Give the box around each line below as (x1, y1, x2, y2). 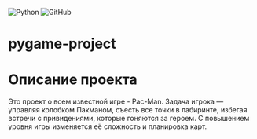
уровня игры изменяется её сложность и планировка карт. (8, 122, 207, 131)
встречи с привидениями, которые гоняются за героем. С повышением (8, 114, 250, 123)
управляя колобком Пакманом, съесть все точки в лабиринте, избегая (8, 105, 248, 115)
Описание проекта (8, 71, 138, 89)
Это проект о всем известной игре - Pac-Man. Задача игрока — (8, 97, 224, 106)
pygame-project (8, 35, 116, 53)
